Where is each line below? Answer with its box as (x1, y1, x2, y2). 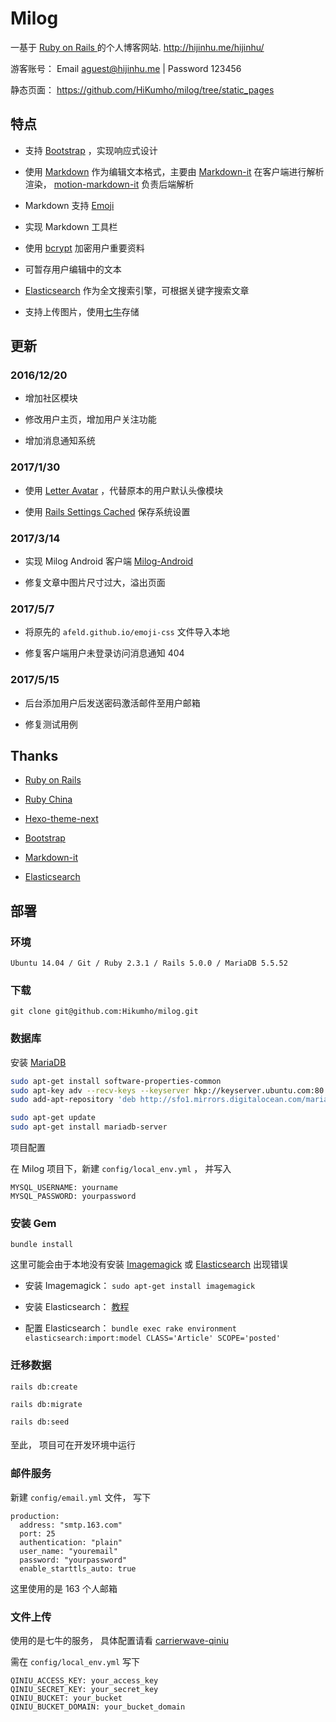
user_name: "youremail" (19, 1546, 118, 1556)
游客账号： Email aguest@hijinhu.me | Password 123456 (10, 62, 242, 74)
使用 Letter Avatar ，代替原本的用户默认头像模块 (24, 484, 224, 496)
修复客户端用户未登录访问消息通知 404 (24, 647, 185, 659)
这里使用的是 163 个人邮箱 (10, 1582, 118, 1594)
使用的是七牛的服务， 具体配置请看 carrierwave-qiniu (10, 1634, 229, 1646)
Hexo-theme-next (24, 813, 99, 825)
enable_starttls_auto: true (19, 1563, 137, 1574)
